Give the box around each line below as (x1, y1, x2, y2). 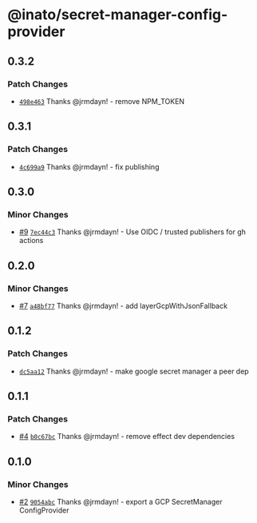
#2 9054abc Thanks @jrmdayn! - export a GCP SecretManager (18, 497, 223, 506)
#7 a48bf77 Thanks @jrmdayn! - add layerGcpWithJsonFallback (18, 301, 228, 310)
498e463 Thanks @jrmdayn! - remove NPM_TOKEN (18, 96, 185, 106)
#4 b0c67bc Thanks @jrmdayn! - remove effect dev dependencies (18, 432, 235, 441)
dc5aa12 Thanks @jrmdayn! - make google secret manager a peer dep (18, 366, 249, 376)
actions (18, 236, 44, 246)
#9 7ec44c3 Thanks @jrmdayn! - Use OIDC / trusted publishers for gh (18, 227, 247, 237)
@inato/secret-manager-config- (7, 6, 228, 24)
